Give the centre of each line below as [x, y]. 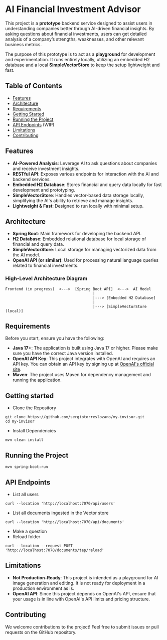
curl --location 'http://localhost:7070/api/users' [60, 503]
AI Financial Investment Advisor [73, 9]
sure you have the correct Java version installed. [63, 353]
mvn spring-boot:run [27, 467]
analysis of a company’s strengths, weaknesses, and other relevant [75, 39]
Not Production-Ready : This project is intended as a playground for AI [85, 577]
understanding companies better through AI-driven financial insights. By [80, 28]
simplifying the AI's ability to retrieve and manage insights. [73, 200]
